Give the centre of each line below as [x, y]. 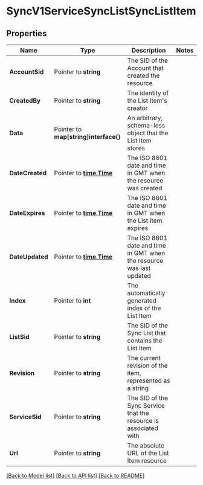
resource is [143, 421]
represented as [149, 381]
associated [143, 428]
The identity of [148, 93]
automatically [146, 293]
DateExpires [27, 213]
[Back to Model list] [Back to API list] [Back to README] [76, 476]
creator [137, 108]
